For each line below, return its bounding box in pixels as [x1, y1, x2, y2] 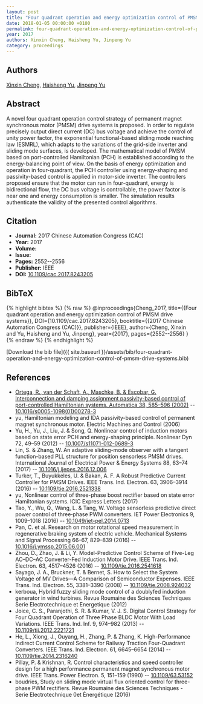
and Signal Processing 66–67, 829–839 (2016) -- [14, 536, 137, 543]
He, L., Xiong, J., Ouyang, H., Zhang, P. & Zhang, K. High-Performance [14, 633, 190, 640]
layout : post [6, 8, 39, 15]
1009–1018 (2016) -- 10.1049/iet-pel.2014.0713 [14, 517, 130, 524]
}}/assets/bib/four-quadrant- [101, 348, 173, 356]
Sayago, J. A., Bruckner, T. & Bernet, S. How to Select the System [14, 568, 178, 576]
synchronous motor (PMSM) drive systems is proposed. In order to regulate [6, 121, 195, 128]
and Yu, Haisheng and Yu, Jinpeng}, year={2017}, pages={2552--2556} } [6, 330, 189, 337]
